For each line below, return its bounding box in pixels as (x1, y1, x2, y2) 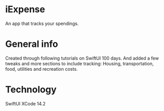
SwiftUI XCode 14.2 (5, 100, 46, 106)
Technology (5, 84, 57, 95)
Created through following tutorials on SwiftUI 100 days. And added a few (5, 55, 159, 61)
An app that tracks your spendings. (5, 20, 79, 26)
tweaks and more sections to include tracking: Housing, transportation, (5, 60, 154, 67)
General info (5, 38, 58, 50)
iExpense (5, 4, 45, 15)
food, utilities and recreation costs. (5, 66, 78, 72)
